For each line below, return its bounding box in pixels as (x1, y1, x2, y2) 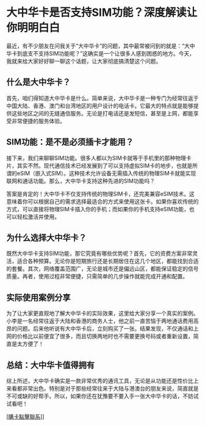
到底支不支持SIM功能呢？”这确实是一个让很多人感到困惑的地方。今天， (16, 49, 195, 57)
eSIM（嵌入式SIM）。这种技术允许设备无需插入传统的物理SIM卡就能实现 (16, 169, 196, 177)
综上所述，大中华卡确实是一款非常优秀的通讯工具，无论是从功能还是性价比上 (6, 377, 199, 384)
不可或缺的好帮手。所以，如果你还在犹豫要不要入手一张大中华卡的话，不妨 (6, 392, 193, 400)
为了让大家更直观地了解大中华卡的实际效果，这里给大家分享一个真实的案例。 (6, 309, 199, 317)
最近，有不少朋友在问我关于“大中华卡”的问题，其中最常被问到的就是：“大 (6, 42, 190, 49)
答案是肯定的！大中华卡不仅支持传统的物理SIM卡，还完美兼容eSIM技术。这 (6, 190, 195, 197)
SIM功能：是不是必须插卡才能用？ (6, 137, 134, 147)
